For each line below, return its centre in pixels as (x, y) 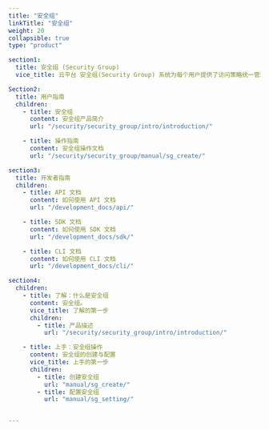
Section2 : (25, 89)
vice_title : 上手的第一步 (69, 362)
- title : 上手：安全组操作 (63, 348)
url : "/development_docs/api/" (82, 208)
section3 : (25, 170)
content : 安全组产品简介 (66, 119)
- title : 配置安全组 (68, 392)
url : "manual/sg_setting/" (89, 400)
